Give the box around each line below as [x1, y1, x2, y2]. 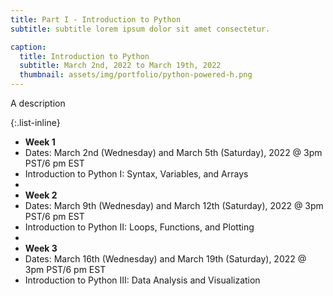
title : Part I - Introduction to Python [10, 14, 182, 25]
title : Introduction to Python [19, 51, 150, 61]
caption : [10, 42, 47, 52]
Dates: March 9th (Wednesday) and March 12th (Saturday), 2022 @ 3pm [24, 200, 324, 211]
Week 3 [24, 242, 58, 254]
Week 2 [24, 189, 58, 201]
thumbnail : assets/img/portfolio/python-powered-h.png [19, 70, 253, 80]
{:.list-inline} [10, 117, 61, 128]
